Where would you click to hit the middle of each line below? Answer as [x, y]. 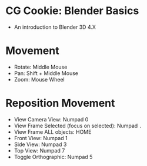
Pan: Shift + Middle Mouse [46, 73]
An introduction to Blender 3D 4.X [55, 27]
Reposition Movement [60, 103]
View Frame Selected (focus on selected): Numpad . [78, 126]
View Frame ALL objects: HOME [53, 132]
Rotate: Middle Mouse [41, 67]
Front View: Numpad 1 [41, 138]
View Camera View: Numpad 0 [51, 119]
